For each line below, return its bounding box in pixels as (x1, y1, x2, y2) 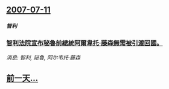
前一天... (6, 73, 39, 84)
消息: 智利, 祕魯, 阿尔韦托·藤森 (6, 54, 80, 61)
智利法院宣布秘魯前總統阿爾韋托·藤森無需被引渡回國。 (6, 39, 163, 48)
